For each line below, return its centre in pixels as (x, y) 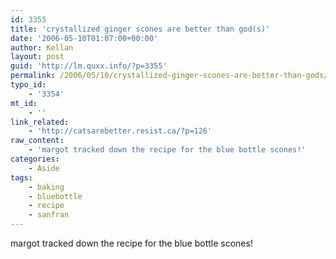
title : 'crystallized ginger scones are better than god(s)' (140, 29)
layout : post (37, 57)
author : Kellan (42, 47)
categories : (35, 159)
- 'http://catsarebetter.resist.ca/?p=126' (120, 131)
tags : (21, 177)
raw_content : (37, 141)
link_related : (40, 122)
